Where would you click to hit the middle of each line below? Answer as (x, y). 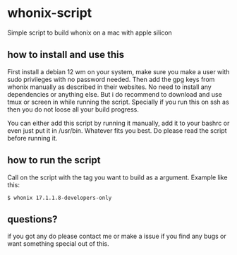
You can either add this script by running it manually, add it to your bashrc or (119, 123)
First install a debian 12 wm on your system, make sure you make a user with (119, 71)
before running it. (32, 138)
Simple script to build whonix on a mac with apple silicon (90, 32)
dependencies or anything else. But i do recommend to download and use (115, 94)
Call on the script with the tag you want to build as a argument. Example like (117, 177)
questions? (32, 219)
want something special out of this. (58, 244)
